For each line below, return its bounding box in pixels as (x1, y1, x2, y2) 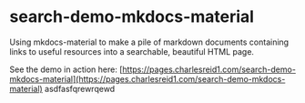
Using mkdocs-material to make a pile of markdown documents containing (9, 36, 290, 47)
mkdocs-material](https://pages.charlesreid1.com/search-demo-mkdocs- (9, 73, 286, 84)
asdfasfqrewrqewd (44, 83, 116, 94)
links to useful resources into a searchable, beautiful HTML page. (9, 46, 255, 57)
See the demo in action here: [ (9, 64, 123, 75)
